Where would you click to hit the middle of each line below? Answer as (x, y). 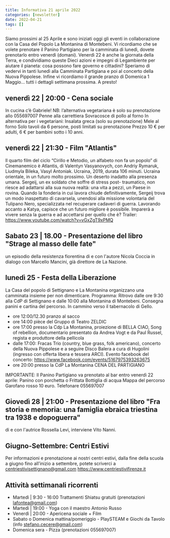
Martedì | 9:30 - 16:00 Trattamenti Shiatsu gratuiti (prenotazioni (79, 497)
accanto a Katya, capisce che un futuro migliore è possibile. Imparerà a (80, 209)
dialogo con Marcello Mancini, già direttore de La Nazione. (66, 262)
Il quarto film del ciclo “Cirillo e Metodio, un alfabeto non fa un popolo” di (81, 160)
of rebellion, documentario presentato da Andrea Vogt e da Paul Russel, (88, 332)
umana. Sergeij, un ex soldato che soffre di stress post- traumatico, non (80, 182)
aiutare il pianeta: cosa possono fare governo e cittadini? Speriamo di (78, 66)
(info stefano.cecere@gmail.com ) (47, 524)
